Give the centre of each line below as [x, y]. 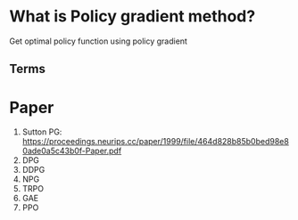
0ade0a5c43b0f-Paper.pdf [72, 151]
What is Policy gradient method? [132, 16]
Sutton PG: [42, 132]
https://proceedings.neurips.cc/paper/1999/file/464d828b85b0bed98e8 [156, 142]
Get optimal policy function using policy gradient [98, 41]
